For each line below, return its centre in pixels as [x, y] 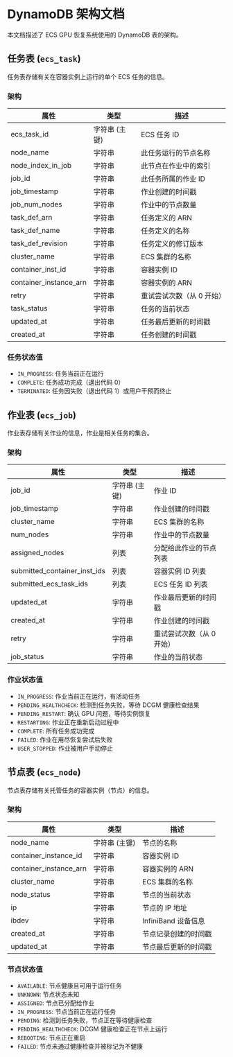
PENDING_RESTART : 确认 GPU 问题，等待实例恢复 [84, 713]
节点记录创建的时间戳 [177, 934]
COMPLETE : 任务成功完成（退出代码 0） [71, 383]
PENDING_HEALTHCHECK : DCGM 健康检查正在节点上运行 [92, 1029]
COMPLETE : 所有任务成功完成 [56, 731]
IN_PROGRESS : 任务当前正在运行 [60, 374]
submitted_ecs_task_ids [50, 584]
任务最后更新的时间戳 [176, 322]
